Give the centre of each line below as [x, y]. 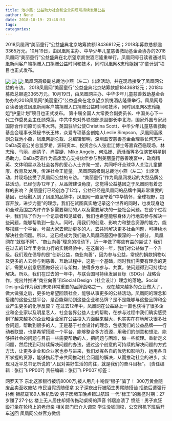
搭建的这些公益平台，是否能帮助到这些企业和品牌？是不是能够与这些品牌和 [84, 300]
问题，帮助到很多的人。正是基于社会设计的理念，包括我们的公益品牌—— [86, 325]
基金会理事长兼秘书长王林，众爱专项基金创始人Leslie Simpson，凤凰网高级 [84, 133]
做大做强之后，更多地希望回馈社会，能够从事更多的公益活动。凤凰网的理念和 [86, 293]
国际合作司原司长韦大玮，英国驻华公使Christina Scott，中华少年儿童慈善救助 [86, 126]
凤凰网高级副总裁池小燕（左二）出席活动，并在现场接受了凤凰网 [92, 81]
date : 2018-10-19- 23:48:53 [35, 20]
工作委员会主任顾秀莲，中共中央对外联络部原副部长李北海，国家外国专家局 [88, 120]
